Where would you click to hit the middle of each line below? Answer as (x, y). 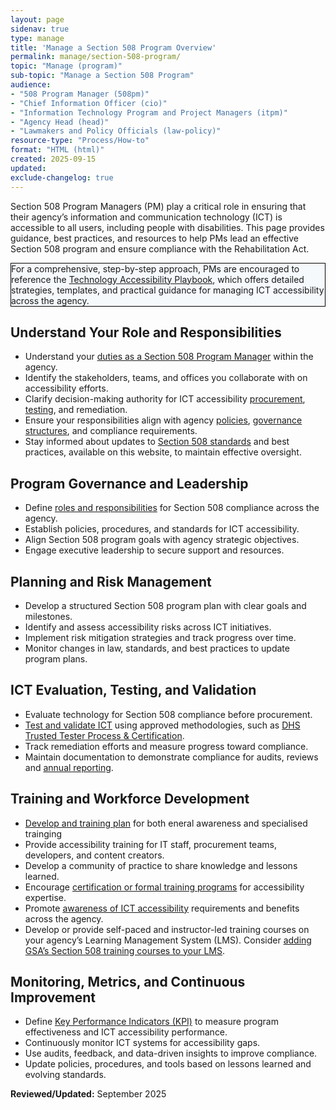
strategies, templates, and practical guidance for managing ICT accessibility (168, 290)
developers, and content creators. (94, 855)
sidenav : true (40, 29)
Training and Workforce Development (130, 799)
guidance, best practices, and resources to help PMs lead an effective (154, 238)
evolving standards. (65, 1075)
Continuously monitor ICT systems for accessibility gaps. (142, 1043)
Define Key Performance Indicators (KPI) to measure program (151, 1022)
